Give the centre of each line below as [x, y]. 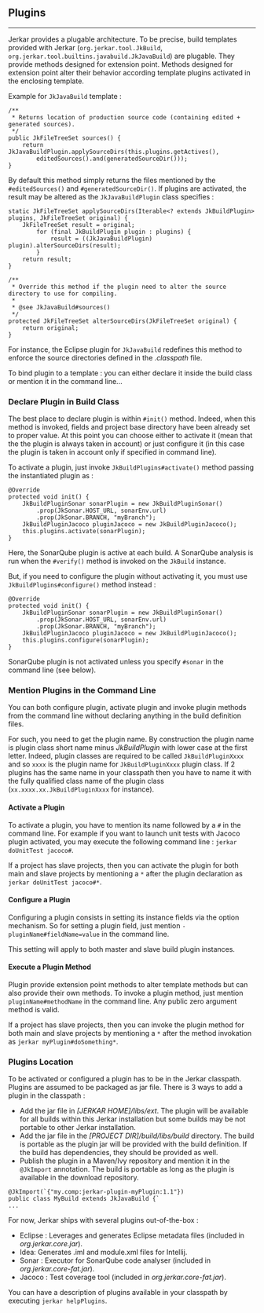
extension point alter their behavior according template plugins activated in [129, 72]
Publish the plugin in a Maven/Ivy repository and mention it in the [125, 1161]
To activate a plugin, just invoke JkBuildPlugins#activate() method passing [131, 467]
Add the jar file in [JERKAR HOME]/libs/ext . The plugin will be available [134, 1111]
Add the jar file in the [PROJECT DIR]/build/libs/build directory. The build [137, 1136]
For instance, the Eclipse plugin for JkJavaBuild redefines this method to [125, 349]
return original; [51, 328]
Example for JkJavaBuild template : [65, 96]
